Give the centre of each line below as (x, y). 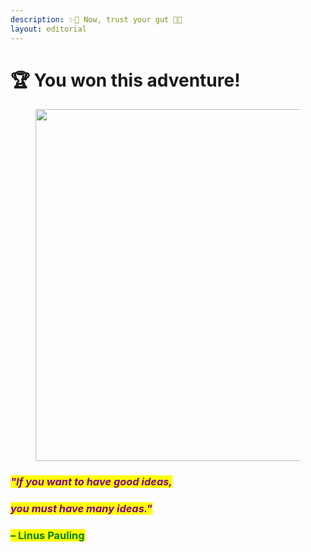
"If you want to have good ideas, (91, 482)
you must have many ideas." (81, 509)
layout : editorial (48, 29)
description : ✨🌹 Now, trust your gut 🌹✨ (96, 19)
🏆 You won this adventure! (125, 80)
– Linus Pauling (47, 536)
